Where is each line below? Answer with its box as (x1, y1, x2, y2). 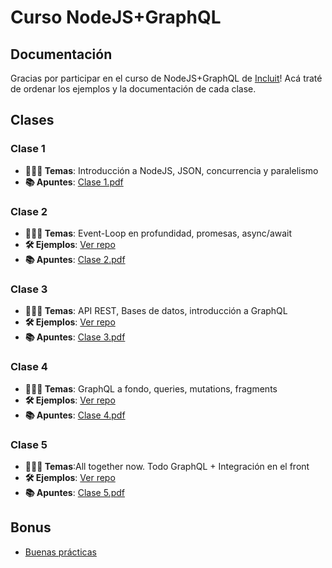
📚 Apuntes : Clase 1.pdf (24, 176, 124, 188)
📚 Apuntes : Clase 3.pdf (24, 331, 126, 343)
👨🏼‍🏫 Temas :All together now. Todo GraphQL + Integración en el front (24, 460, 310, 472)
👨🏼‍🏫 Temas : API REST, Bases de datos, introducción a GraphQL (24, 305, 288, 317)
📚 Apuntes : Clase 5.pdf (24, 486, 125, 498)
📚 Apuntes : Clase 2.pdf (24, 253, 126, 265)
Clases (10, 112, 55, 129)
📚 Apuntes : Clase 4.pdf (24, 409, 126, 421)
